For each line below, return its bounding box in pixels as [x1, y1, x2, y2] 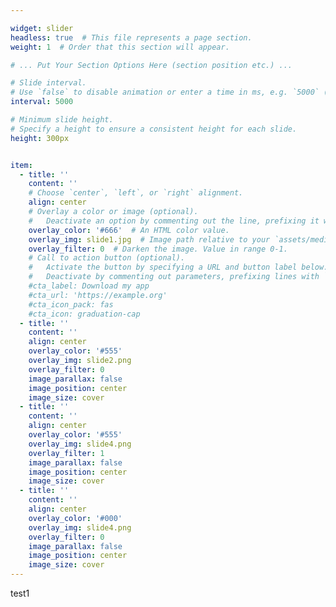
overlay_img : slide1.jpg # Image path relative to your [28, 234, 271, 245]
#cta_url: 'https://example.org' [28, 290, 168, 300]
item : [10, 160, 33, 170]
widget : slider [10, 23, 74, 33]
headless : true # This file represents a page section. [10, 32, 253, 43]
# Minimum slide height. [10, 115, 114, 125]
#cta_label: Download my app [28, 281, 150, 291]
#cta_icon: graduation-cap [28, 309, 141, 319]
